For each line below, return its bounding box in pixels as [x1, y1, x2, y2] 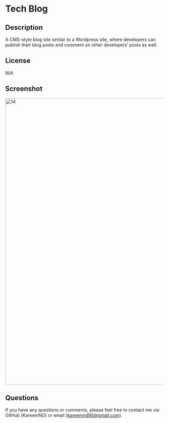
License [5, 57, 31, 65]
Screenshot [5, 84, 43, 93]
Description [5, 23, 43, 32]
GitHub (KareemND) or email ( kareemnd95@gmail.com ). [5, 412, 123, 418]
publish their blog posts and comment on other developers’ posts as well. [5, 42, 158, 48]
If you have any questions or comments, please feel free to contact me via [5, 407, 160, 413]
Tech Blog [5, 3, 48, 15]
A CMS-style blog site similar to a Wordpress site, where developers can [5, 36, 156, 42]
